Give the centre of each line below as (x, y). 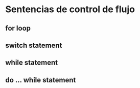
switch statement (34, 45)
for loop (18, 28)
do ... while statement (41, 80)
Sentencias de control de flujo (70, 9)
